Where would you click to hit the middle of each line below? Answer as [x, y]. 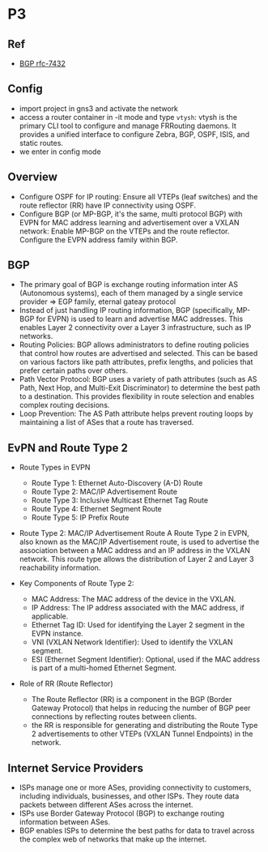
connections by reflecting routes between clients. [114, 717]
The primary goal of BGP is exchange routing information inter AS [128, 285]
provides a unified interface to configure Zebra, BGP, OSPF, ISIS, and [134, 134]
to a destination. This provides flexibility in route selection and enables [137, 396]
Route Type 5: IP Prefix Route [80, 518]
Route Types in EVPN [55, 468]
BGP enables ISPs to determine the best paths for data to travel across [137, 831]
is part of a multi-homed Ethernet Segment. [104, 668]
